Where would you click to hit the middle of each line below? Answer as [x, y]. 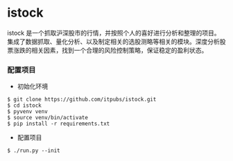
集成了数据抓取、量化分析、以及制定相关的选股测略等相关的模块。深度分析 [113, 41]
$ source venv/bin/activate [48, 118]
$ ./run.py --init [34, 151]
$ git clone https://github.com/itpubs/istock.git [82, 100]
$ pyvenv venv [28, 112]
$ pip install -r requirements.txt [59, 124]
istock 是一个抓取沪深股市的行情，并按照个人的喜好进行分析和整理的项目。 [114, 33]
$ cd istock [24, 105]
